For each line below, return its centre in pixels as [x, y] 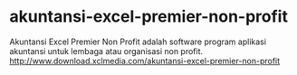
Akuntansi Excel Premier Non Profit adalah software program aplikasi [138, 42]
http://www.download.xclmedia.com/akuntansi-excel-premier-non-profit [145, 61]
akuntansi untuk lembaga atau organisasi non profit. [106, 51]
